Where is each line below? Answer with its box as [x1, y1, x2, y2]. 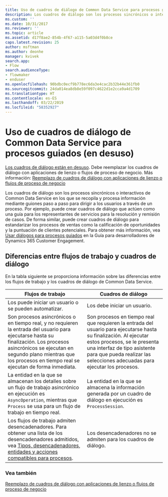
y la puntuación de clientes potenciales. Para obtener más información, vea [5, 227, 160, 233]
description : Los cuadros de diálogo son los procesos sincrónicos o [5, 12, 153, 17]
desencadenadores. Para [7, 423, 66, 430]
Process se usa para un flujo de [7, 402, 81, 409]
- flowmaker [5, 72, 30, 77]
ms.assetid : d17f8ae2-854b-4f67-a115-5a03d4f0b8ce [5, 35, 113, 40]
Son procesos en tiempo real [86, 313, 154, 320]
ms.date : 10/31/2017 [5, 21, 48, 26]
